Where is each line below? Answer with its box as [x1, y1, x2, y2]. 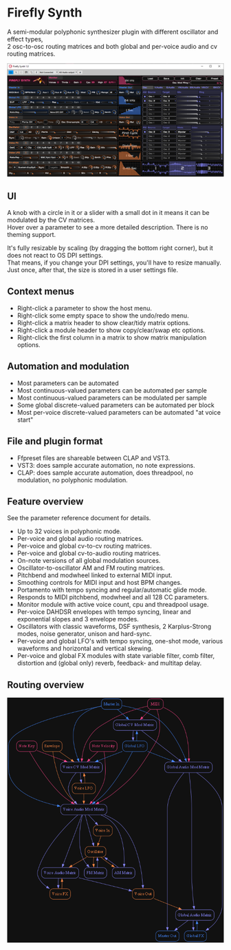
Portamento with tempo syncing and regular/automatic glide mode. [16, 586, 207, 594]
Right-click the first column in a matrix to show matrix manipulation [16, 333, 207, 342]
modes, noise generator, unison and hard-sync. [16, 630, 152, 638]
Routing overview [7, 679, 85, 690]
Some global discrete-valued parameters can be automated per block [16, 401, 214, 409]
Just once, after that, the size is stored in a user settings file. [7, 266, 179, 274]
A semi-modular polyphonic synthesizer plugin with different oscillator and [7, 28, 219, 36]
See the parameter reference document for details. [7, 514, 151, 522]
